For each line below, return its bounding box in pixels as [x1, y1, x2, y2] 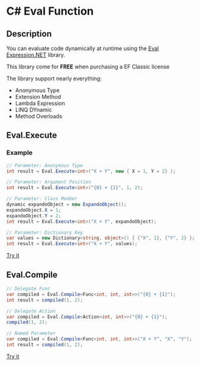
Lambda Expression [15, 99, 65, 107]
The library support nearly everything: [6, 75, 102, 82]
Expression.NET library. [6, 51, 65, 59]
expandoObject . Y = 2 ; [6, 212, 62, 219]
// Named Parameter [6, 331, 56, 337]
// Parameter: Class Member [6, 196, 78, 202]
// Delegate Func [6, 285, 51, 292]
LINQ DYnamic [15, 106, 52, 113]
